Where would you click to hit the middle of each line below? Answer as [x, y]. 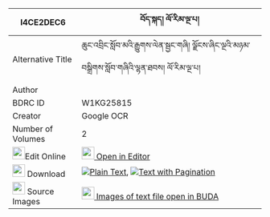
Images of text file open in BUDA [157, 197]
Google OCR [105, 116]
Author [25, 90]
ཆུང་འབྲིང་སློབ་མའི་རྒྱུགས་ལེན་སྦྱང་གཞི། [136, 45]
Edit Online [46, 157]
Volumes [29, 139]
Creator [27, 116]
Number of [33, 129]
